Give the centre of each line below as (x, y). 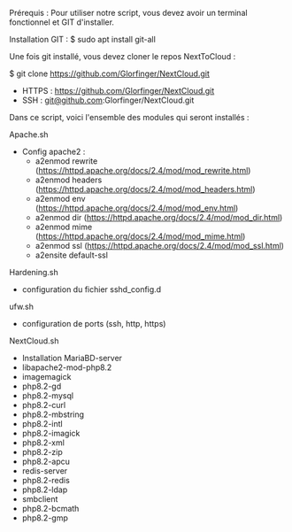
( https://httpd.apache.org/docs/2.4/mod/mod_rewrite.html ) (143, 170)
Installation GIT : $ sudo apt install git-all (83, 39)
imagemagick (46, 377)
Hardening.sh (34, 272)
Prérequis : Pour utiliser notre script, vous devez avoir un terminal (128, 13)
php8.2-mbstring (53, 414)
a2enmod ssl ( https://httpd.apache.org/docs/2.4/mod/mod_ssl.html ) (160, 246)
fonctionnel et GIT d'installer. (62, 22)
